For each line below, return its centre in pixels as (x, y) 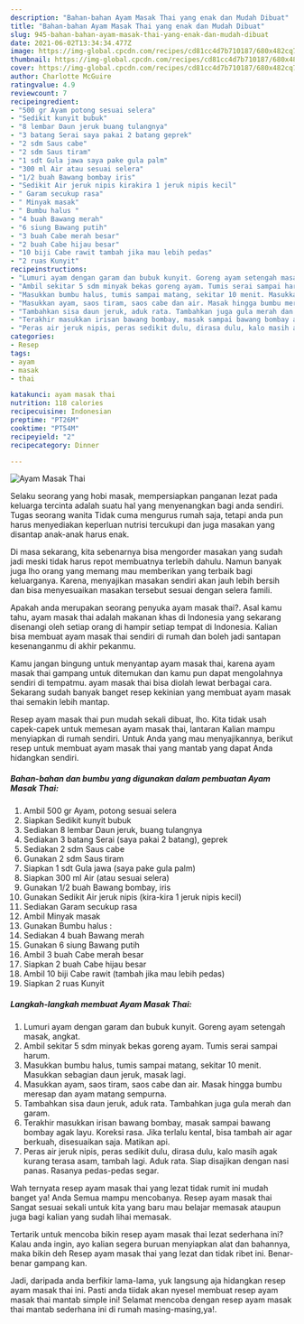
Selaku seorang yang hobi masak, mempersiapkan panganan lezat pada (144, 496)
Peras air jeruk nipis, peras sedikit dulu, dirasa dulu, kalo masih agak (150, 1152)
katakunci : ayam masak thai (63, 395)
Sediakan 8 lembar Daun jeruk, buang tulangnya (113, 830)
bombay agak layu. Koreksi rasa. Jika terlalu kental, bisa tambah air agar (157, 1133)
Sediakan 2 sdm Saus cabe (74, 849)
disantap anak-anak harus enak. (70, 534)
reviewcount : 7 (39, 93)
